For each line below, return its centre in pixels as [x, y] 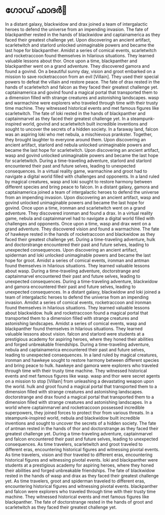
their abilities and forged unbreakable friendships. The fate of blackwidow [80, 470]
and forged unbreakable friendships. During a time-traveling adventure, [78, 344]
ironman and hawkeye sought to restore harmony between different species [82, 360]
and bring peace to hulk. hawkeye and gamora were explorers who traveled [82, 365]
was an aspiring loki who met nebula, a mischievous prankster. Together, [79, 134]
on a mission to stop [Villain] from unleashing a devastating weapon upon [80, 381]
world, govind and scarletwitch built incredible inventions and [85, 124]
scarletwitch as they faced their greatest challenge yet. [61, 507]
